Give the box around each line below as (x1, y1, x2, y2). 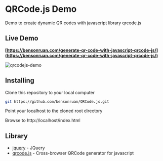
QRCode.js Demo (5, 3, 77, 15)
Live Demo (5, 34, 39, 42)
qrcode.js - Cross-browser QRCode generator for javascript (12, 150, 134, 156)
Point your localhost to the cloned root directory (5, 108, 103, 114)
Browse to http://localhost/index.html (5, 118, 81, 123)
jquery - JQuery (12, 145, 45, 151)
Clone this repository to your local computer (5, 89, 95, 95)
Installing (5, 77, 35, 85)
